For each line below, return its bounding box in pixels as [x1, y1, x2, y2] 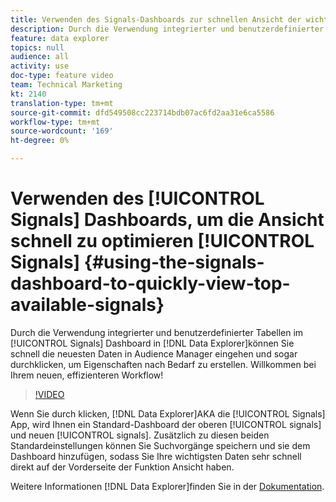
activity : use [10, 61, 70, 71]
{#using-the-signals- [83, 251, 265, 274]
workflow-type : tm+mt [10, 117, 101, 127]
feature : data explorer [10, 33, 110, 43]
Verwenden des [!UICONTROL [10, 187, 265, 210]
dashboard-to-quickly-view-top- [10, 272, 291, 295]
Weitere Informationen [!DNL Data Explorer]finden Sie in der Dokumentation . [10, 480, 325, 492]
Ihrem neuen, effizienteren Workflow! [10, 369, 164, 381]
